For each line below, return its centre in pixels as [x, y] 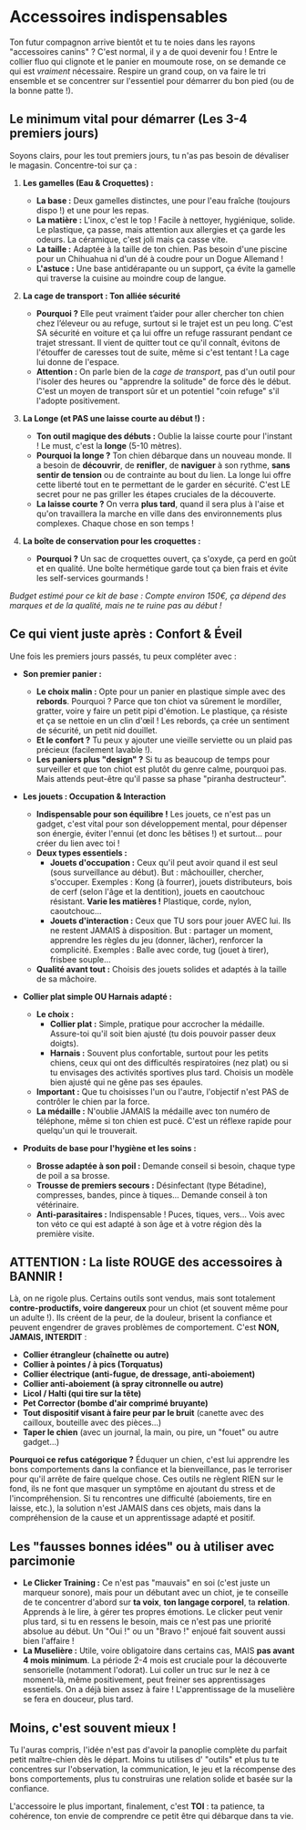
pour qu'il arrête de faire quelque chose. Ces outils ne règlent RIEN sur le [147, 1479]
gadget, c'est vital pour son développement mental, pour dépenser [162, 824]
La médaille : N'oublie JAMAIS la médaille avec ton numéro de [153, 1111]
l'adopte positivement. [78, 400]
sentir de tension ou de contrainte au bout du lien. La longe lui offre [163, 474]
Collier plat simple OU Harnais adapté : [97, 996]
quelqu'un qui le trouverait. [87, 1130]
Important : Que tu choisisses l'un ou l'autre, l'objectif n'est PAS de [163, 1091]
